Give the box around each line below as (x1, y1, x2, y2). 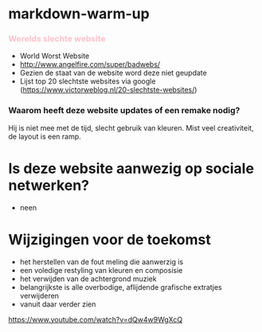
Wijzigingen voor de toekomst (8, 230, 211, 248)
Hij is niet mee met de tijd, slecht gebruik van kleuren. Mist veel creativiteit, (8, 123, 254, 132)
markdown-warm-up (8, 5, 150, 23)
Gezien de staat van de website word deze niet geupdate (19, 68, 207, 78)
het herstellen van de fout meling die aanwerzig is (19, 256, 184, 267)
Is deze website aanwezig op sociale (8, 159, 255, 178)
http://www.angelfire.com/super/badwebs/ (19, 60, 161, 69)
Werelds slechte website (8, 33, 106, 45)
